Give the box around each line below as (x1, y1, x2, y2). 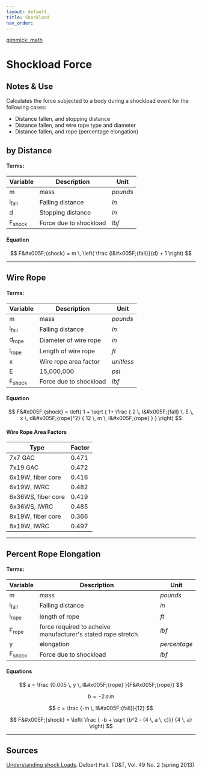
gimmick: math (6, 37, 43, 44)
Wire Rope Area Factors (6, 428, 67, 436)
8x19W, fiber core (9, 512, 61, 520)
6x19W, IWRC (9, 483, 50, 492)
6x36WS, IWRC (9, 502, 54, 511)
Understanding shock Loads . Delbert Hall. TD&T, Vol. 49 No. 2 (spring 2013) (6, 761, 195, 769)
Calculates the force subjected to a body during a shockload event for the (6, 97, 189, 105)
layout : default (6, 8, 47, 15)
